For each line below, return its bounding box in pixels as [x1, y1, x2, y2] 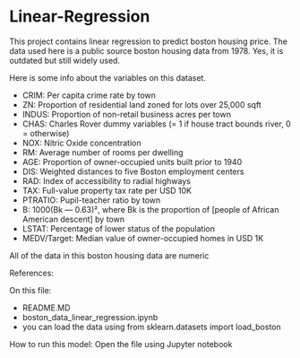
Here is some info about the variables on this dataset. [9, 72, 206, 83]
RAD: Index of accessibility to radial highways [21, 175, 191, 186]
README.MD [21, 302, 71, 313]
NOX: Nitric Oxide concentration [21, 137, 141, 148]
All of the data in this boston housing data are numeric [9, 249, 210, 261]
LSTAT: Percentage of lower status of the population [21, 223, 215, 234]
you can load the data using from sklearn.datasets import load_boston [21, 321, 281, 332]
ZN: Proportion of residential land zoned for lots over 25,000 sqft [21, 99, 261, 109]
